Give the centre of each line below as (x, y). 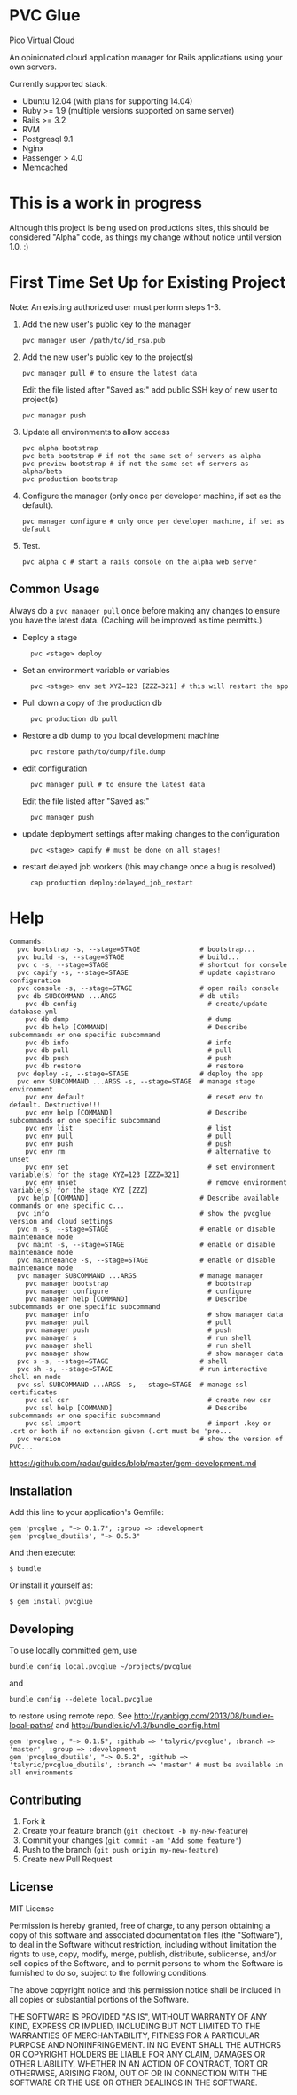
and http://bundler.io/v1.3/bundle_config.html (137, 1726)
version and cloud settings (61, 1221)
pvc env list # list (129, 1128)
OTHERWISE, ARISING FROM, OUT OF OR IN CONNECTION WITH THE (138, 2073)
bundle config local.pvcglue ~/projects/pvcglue (101, 1667)
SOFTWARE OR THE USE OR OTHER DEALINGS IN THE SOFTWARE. (133, 2083)
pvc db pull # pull (129, 1050)
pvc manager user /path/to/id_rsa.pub (94, 340)
